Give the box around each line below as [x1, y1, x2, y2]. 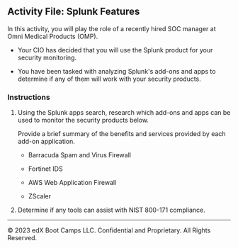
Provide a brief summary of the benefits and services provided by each [17, 130, 226, 138]
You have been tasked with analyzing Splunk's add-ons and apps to [17, 67, 216, 75]
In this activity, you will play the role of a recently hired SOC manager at [7, 24, 216, 33]
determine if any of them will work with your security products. [17, 74, 202, 83]
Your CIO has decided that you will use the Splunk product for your [17, 45, 213, 54]
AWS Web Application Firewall [28, 179, 117, 187]
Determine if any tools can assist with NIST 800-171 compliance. [17, 205, 205, 215]
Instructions [7, 92, 51, 102]
